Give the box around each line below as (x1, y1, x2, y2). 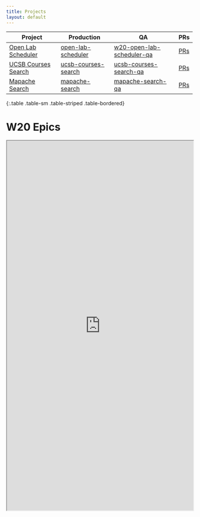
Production (68, 33, 101, 41)
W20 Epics (6, 120, 61, 134)
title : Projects (6, 8, 46, 15)
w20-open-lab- (114, 43, 161, 51)
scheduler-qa (114, 50, 153, 59)
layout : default (6, 14, 46, 20)
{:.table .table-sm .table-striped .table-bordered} (6, 99, 125, 106)
